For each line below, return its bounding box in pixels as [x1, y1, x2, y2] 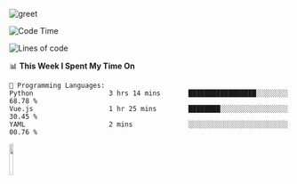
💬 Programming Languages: [9, 81, 105, 90]
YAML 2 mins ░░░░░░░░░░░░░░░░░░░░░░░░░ [9, 120, 289, 129]
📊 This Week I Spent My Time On [9, 60, 135, 71]
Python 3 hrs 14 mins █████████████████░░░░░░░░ [9, 89, 289, 98]
